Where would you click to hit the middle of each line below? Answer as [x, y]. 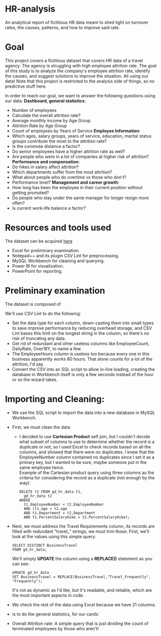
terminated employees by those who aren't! [55, 628]
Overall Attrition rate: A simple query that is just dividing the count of [80, 623]
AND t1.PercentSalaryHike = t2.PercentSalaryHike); [77, 517]
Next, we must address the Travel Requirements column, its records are [83, 526]
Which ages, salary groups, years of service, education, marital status [82, 136]
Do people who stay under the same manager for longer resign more [80, 198]
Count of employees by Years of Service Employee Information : [76, 131]
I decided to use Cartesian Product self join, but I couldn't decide [85, 436]
